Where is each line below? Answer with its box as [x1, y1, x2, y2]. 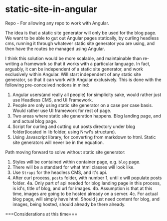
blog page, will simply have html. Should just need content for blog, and [12, 196, 160, 202]
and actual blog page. [12, 118, 57, 124]
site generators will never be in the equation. [12, 139, 104, 145]
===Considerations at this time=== [5, 211, 78, 217]
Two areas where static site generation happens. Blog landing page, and [12, 112, 161, 118]
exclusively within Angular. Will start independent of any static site [5, 71, 141, 77]
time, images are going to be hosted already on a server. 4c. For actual [12, 190, 158, 196]
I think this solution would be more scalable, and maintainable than [5, 55, 142, 61]
